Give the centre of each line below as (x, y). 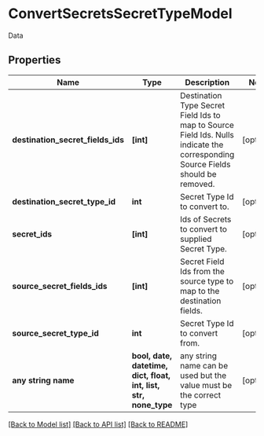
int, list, (146, 385)
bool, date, (152, 356)
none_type (152, 405)
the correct (201, 395)
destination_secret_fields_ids (68, 140)
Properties (35, 60)
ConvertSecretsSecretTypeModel (121, 14)
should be (199, 174)
